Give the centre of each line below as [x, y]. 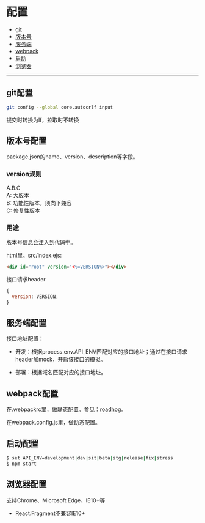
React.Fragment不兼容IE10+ [50, 513]
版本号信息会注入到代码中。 [41, 242]
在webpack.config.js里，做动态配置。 [53, 423]
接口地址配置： [25, 339]
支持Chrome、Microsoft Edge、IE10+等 [56, 500]
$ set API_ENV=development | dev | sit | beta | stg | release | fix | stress [90, 458]
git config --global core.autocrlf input [60, 107]
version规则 [24, 174]
